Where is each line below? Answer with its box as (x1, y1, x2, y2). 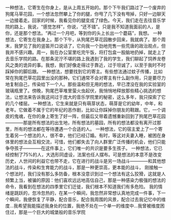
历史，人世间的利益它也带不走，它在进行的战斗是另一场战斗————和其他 (5, 158, 161, 164)
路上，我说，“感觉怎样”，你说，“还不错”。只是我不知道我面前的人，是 (14, 24, 160, 30)
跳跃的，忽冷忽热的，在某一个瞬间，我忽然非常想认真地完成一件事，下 (14, 190, 161, 196)
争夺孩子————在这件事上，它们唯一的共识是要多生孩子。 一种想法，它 (5, 145, 158, 151)
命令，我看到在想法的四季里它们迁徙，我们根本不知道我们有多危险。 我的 (5, 184, 158, 189)
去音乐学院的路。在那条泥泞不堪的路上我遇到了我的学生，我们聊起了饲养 (5, 56, 157, 61)
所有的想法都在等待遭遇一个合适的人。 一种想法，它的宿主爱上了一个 (14, 126, 158, 132)
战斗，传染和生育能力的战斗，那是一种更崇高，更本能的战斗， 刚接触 (14, 164, 158, 170)
